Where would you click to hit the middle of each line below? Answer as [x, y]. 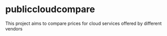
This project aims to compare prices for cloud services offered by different [83, 23]
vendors [14, 28]
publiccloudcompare [50, 9]
